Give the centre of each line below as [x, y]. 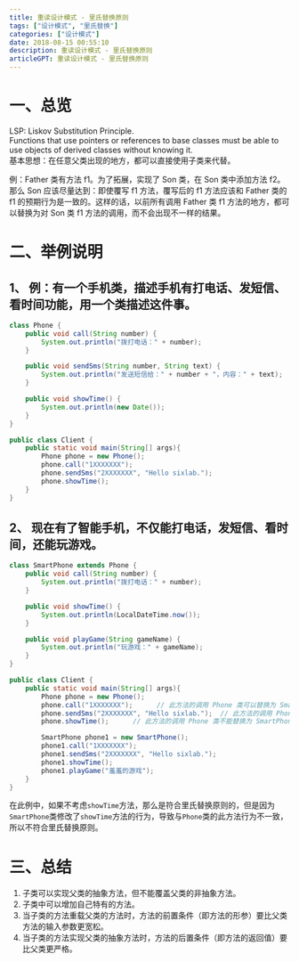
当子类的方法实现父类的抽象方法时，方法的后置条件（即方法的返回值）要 [154, 938]
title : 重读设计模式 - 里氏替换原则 [69, 17]
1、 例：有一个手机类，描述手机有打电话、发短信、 [148, 287]
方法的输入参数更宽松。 [65, 926]
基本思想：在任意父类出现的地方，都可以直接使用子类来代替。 [122, 160]
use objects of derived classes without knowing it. [101, 150]
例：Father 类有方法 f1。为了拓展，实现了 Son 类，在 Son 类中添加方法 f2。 [147, 179]
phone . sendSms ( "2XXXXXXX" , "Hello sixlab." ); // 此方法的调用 [157, 713]
